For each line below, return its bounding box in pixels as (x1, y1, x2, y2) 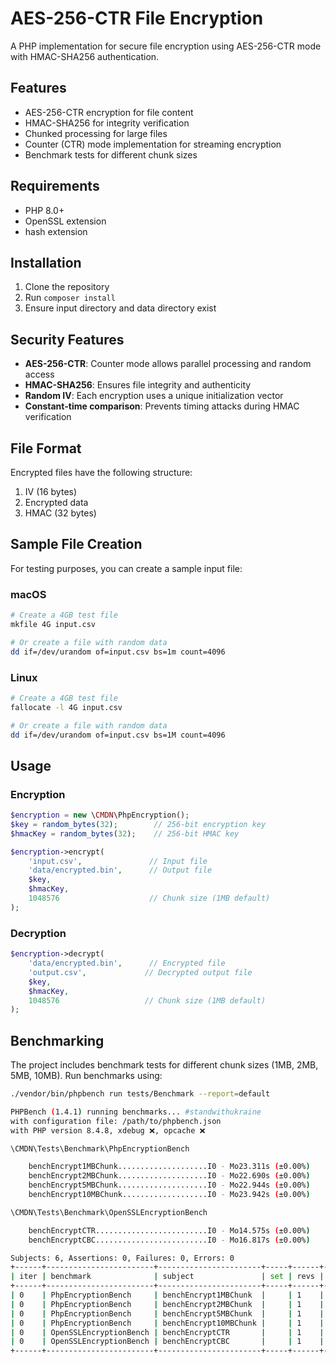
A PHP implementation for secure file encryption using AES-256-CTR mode (10, 40, 322, 52)
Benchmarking (10, 1032, 105, 1049)
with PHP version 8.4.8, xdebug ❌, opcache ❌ (10, 1125, 206, 1136)
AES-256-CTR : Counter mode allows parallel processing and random (24, 358, 312, 370)
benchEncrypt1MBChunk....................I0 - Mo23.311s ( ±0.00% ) (28, 1162, 311, 1172)
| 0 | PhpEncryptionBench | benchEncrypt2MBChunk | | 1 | (10, 1299, 325, 1309)
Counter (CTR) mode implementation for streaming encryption (24, 138, 282, 150)
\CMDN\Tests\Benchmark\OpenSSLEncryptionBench (10, 1207, 208, 1217)
